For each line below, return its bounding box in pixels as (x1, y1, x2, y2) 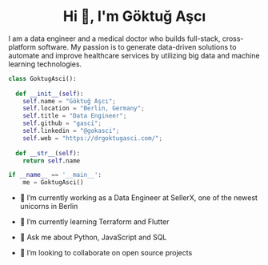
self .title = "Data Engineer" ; (22, 112, 127, 120)
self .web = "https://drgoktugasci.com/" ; (22, 134, 162, 143)
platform (8, 42, 36, 51)
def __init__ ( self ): (15, 90, 84, 98)
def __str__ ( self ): (15, 149, 81, 157)
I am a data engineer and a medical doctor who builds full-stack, (8, 34, 221, 43)
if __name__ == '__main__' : (8, 171, 102, 179)
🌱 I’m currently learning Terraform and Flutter (19, 217, 170, 227)
